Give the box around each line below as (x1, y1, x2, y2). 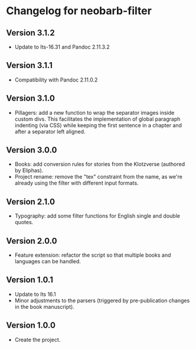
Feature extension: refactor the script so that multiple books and (14, 251, 171, 258)
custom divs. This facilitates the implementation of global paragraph (14, 115, 181, 122)
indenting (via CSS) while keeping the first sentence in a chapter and (14, 121, 182, 128)
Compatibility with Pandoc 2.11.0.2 (14, 76, 98, 83)
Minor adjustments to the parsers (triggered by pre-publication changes (14, 297, 190, 304)
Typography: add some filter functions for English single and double (14, 212, 180, 219)
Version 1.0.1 (6, 275, 54, 285)
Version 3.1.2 (6, 28, 55, 38)
